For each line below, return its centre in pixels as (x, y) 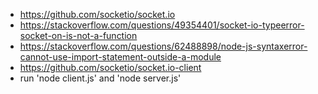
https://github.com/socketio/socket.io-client (110, 67)
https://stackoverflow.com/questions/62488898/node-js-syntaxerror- (163, 46)
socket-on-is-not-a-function (78, 35)
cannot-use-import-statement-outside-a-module (120, 57)
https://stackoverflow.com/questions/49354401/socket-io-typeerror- (162, 25)
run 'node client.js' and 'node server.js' (100, 78)
